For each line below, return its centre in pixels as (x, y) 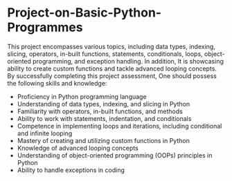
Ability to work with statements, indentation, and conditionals (104, 118)
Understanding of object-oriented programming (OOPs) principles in (115, 155)
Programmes (45, 27)
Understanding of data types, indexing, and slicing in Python (104, 104)
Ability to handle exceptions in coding (71, 170)
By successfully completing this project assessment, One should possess (112, 76)
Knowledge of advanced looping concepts (78, 148)
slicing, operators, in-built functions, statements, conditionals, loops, (105, 54)
